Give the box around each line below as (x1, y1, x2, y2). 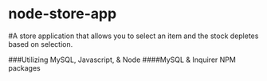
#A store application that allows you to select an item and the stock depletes (8, 31, 259, 40)
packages (8, 63, 41, 72)
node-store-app (8, 5, 117, 23)
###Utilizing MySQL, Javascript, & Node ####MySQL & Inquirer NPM (8, 55, 237, 64)
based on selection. (8, 39, 73, 48)
